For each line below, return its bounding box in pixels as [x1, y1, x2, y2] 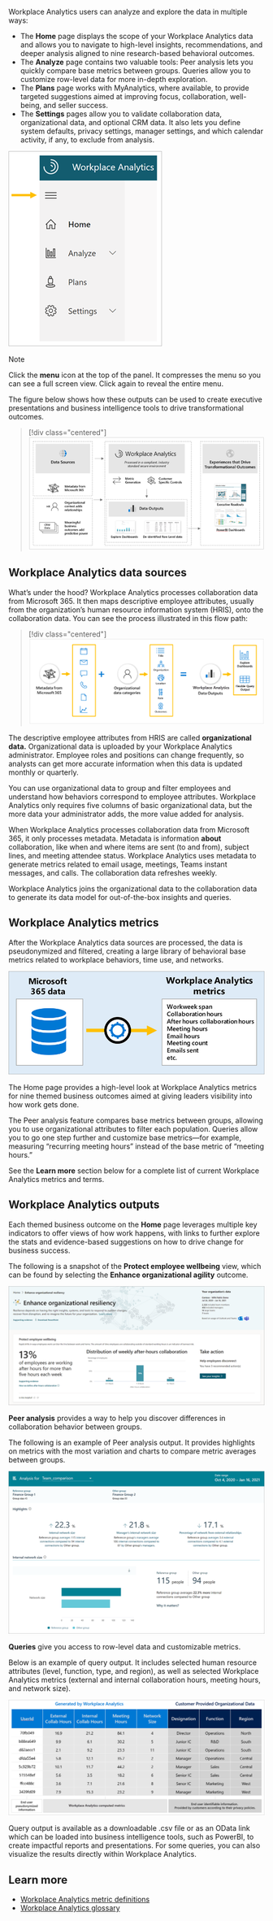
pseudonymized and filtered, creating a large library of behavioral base [8, 946, 246, 956]
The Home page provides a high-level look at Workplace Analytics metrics [8, 1082, 258, 1092]
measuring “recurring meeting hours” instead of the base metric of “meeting [8, 1141, 265, 1151]
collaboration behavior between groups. [8, 1422, 142, 1432]
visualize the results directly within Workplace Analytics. [8, 1849, 197, 1859]
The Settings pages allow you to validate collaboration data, [19, 109, 222, 119]
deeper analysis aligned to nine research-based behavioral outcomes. [19, 49, 255, 58]
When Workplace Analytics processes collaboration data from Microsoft [8, 824, 250, 834]
